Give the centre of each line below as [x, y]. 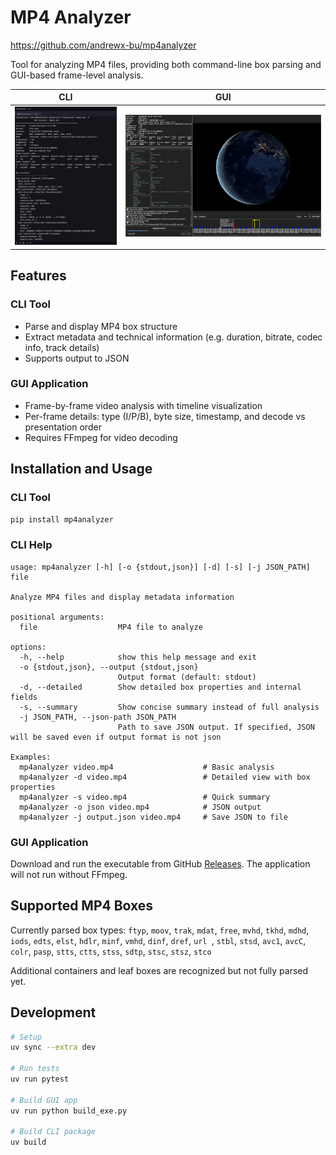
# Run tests [35, 1069]
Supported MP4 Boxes [82, 906]
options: [28, 647]
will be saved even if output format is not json [116, 737]
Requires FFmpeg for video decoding [101, 437]
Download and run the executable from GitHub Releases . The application [160, 863]
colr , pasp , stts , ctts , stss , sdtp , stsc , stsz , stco [111, 951]
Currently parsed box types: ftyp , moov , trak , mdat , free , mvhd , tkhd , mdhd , [160, 930]
